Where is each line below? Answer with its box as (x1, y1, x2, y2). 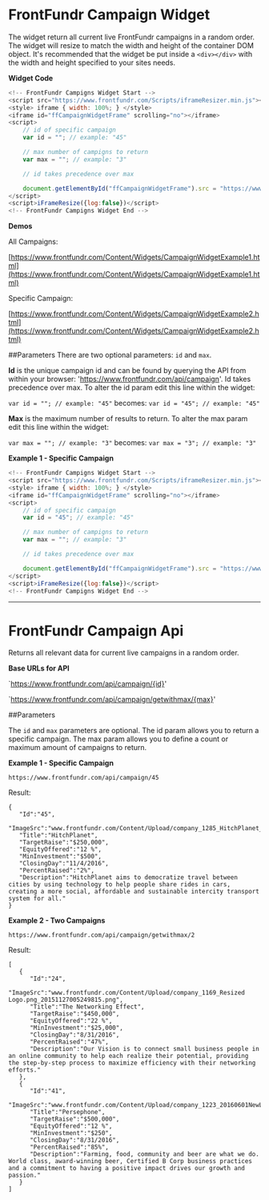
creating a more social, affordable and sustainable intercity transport (8, 888, 260, 896)
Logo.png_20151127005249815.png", (8, 996, 124, 1004)
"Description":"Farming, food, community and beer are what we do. (29, 1150, 260, 1158)
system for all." (8, 894, 66, 903)
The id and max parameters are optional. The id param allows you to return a (8, 726, 259, 736)
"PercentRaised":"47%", (29, 1038, 110, 1046)
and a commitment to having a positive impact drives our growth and (8, 1165, 246, 1173)
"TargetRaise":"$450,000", (29, 1010, 120, 1018)
